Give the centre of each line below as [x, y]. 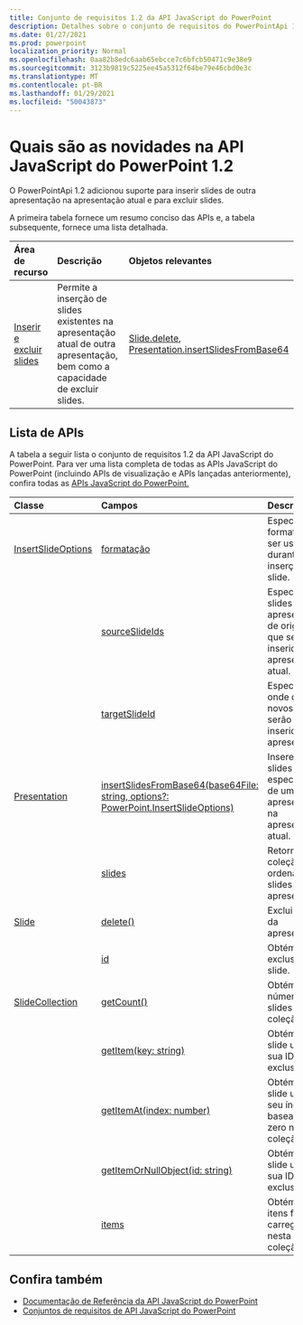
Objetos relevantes [170, 261]
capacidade [82, 378]
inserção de [82, 299]
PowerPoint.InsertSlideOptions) [167, 808]
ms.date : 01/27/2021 [48, 34]
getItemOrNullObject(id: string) [166, 1170]
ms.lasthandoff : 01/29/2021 [62, 93]
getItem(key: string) [142, 1051]
